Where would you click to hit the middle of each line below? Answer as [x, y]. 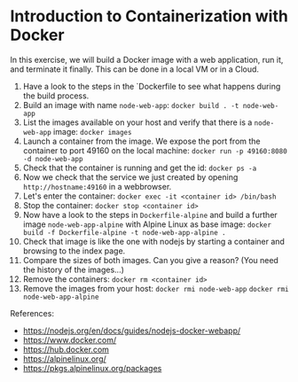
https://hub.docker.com [66, 349]
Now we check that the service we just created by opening [130, 177]
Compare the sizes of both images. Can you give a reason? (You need [150, 260]
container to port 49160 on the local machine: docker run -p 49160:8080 [155, 150]
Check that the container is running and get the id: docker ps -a [140, 168]
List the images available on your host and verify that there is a [137, 122]
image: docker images [92, 131]
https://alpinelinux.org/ [65, 359]
